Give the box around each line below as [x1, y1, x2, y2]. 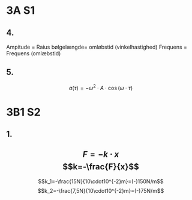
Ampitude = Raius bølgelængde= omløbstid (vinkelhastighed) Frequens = [6, 43, 188, 50]
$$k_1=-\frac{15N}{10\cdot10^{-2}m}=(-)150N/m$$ [38, 178, 164, 185]
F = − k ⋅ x [82, 150, 119, 160]
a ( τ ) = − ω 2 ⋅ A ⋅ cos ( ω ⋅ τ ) [68, 83, 133, 91]
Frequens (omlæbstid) [6, 50, 61, 57]
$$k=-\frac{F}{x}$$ [62, 162, 139, 172]
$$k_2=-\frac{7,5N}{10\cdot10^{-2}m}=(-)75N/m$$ [37, 187, 164, 194]
